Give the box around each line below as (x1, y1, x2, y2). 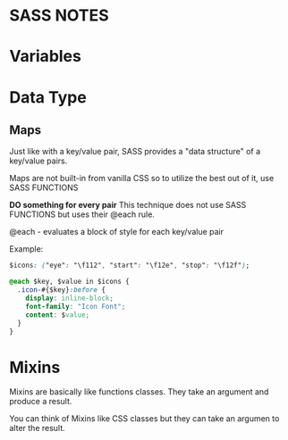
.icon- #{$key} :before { (17, 286, 106, 295)
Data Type (9, 87, 87, 107)
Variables (9, 46, 82, 67)
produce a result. (9, 396, 72, 407)
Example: (9, 244, 44, 254)
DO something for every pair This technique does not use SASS (9, 200, 247, 211)
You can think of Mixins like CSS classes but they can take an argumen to (9, 413, 280, 424)
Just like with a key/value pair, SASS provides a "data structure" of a (9, 146, 261, 157)
